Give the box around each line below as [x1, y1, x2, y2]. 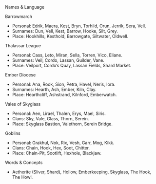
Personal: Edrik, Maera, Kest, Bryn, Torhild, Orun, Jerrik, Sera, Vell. [12, 23, 146, 29]
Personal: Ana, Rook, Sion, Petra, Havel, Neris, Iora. [12, 81, 116, 87]
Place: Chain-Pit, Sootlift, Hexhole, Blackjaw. [12, 150, 101, 156]
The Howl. [12, 174, 33, 180]
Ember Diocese [5, 72, 36, 77]
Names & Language [5, 4, 45, 10]
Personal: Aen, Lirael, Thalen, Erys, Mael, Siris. [12, 110, 106, 116]
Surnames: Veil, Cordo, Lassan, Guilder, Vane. [12, 57, 105, 63]
